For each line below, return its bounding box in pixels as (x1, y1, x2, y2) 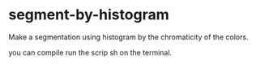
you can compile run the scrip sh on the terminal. (8, 47, 173, 57)
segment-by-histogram (8, 6, 169, 24)
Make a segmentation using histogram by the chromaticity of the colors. (8, 32, 249, 42)
